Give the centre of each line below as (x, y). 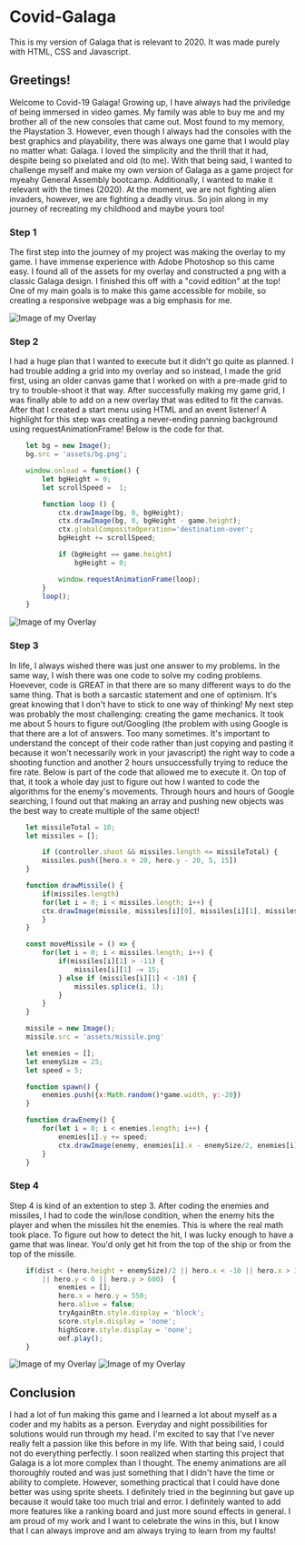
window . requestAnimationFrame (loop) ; (129, 579)
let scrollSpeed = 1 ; (85, 488)
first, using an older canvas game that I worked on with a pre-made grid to (148, 381)
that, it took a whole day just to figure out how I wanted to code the (135, 781)
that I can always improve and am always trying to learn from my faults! (143, 1530)
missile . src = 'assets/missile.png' (95, 1037)
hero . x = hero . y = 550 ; (103, 1296)
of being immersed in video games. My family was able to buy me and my (148, 112)
